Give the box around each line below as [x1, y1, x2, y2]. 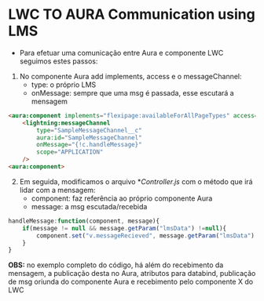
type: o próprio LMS [31, 80, 97, 89]
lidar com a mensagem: [19, 185, 96, 194]
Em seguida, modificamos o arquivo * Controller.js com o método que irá [19, 176, 253, 186]
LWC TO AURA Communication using [8, 5, 255, 24]
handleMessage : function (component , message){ [8, 217, 159, 225]
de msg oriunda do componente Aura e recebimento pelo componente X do [8, 277, 254, 287]
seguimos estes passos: [19, 56, 98, 66]
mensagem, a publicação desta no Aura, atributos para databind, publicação [8, 269, 256, 278]
